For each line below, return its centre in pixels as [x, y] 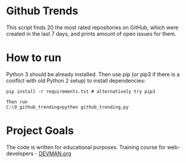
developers [20, 153]
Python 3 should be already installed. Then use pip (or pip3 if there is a [93, 74]
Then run [17, 102]
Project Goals [40, 131]
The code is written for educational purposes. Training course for [86, 147]
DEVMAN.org [55, 153]
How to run [34, 58]
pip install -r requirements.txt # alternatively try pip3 [81, 91]
